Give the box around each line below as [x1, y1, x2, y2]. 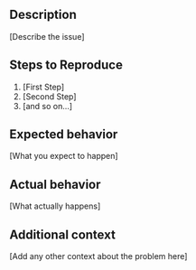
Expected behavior [9, 126, 118, 143]
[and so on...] [22, 100, 73, 111]
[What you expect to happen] [9, 151, 119, 162]
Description [9, 7, 77, 23]
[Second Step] [22, 90, 77, 102]
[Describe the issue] [9, 31, 85, 42]
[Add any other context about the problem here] [9, 251, 188, 262]
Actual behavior [9, 176, 101, 192]
